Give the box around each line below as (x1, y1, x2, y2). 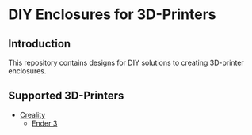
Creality (19, 110, 46, 119)
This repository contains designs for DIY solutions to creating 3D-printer (8, 58, 244, 67)
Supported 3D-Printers (8, 89, 124, 103)
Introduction (8, 37, 71, 51)
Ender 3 (31, 118, 58, 128)
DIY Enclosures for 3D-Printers (8, 6, 216, 24)
